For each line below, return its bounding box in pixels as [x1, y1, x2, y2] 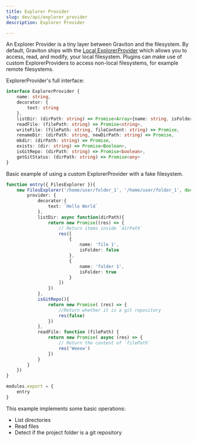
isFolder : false [79, 247, 119, 253]
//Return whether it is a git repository [58, 307, 161, 313]
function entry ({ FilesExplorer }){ [6, 182, 96, 187]
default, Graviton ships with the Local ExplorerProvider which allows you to [6, 47, 188, 54]
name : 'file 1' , [79, 242, 119, 247]
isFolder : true [79, 269, 117, 275]
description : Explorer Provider [6, 19, 85, 25]
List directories [14, 416, 51, 423]
